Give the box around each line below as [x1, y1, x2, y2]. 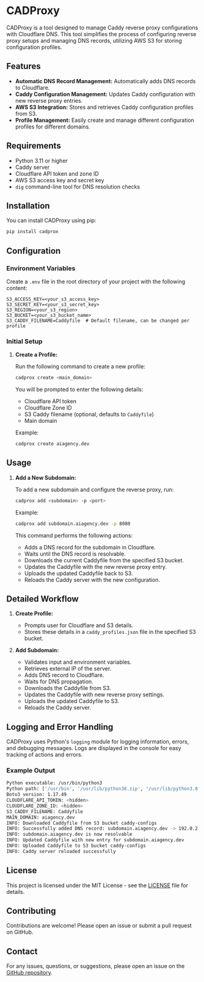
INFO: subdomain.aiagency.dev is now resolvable [6, 831, 133, 838]
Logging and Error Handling [6, 721, 114, 732]
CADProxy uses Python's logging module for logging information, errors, [6, 738, 189, 745]
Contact [6, 946, 38, 956]
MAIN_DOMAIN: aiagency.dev [6, 814, 75, 820]
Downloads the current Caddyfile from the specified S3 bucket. [24, 556, 184, 564]
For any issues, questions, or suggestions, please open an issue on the [6, 962, 185, 970]
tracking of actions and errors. [6, 751, 83, 759]
